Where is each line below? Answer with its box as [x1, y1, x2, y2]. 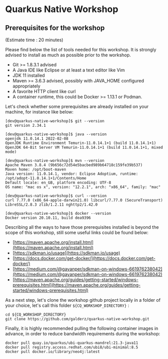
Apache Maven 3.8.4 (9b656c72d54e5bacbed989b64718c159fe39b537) [5, 162, 143, 167]
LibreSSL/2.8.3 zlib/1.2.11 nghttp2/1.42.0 [5, 202, 98, 207]
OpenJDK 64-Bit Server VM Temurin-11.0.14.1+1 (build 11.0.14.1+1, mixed [5, 145, 163, 150]
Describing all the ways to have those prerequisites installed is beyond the [5, 224, 159, 230]
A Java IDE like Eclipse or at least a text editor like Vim [12, 67, 125, 73]
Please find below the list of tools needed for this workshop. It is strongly [5, 47, 157, 52]
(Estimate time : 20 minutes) [5, 37, 64, 43]
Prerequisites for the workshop [5, 24, 105, 32]
